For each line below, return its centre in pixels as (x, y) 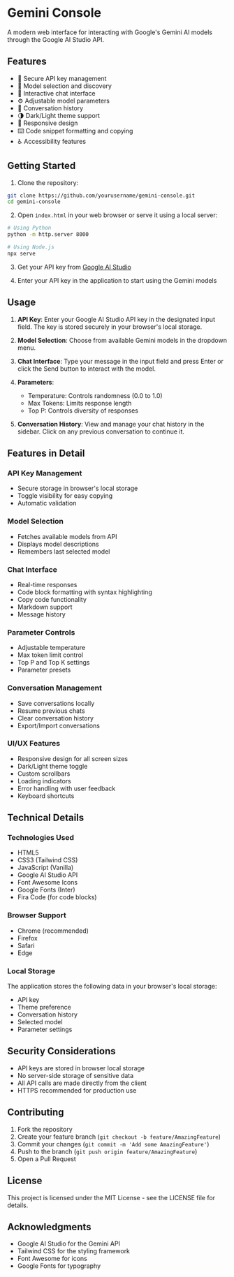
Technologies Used (41, 838)
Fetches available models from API (67, 536)
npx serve (22, 253)
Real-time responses (47, 584)
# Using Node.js (31, 247)
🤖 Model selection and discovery (64, 86)
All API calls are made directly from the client (82, 1083)
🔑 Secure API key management (62, 78)
